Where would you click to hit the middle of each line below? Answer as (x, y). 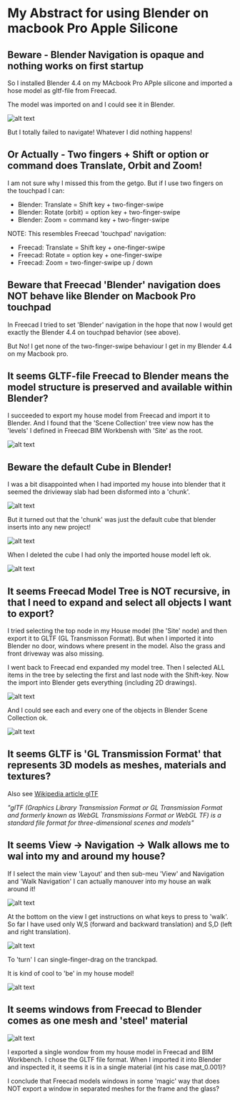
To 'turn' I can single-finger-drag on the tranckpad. (83, 959)
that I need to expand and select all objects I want (120, 602)
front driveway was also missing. (56, 654)
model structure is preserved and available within (120, 387)
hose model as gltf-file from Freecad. (62, 90)
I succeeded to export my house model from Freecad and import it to (109, 415)
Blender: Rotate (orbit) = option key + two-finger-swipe (99, 212)
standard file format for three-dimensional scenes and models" (101, 823)
